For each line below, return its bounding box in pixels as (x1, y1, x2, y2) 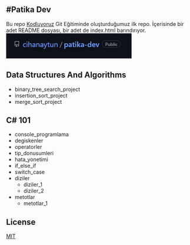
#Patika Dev (6, 5, 51, 15)
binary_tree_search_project (14, 86, 81, 93)
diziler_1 (23, 181, 43, 188)
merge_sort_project (14, 98, 62, 105)
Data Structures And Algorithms (6, 70, 126, 80)
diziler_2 (23, 187, 44, 194)
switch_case (14, 168, 45, 176)
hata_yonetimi (14, 156, 48, 163)
